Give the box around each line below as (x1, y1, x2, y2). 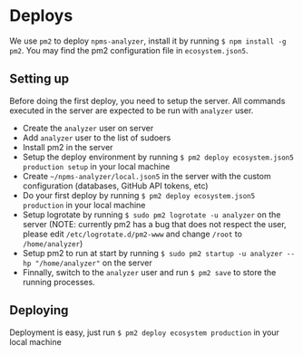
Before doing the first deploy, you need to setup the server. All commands (9, 95, 286, 106)
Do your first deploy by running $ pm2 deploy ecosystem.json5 (22, 189, 256, 200)
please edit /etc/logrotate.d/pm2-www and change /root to (22, 228, 243, 239)
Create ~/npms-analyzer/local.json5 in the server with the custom (22, 170, 271, 181)
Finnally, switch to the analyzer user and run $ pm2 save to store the (22, 266, 277, 277)
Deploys (9, 5, 73, 26)
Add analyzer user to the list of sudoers (22, 132, 171, 143)
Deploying (9, 302, 69, 318)
